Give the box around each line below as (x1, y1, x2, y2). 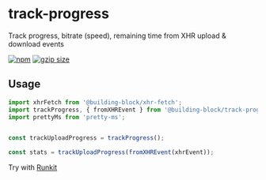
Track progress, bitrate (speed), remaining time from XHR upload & (8, 31, 227, 40)
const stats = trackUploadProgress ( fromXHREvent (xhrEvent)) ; (8, 148, 215, 156)
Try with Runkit (8, 163, 58, 172)
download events (8, 39, 65, 48)
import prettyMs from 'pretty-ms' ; (8, 113, 126, 121)
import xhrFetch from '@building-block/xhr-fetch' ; (8, 98, 182, 107)
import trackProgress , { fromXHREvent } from (8, 106, 161, 114)
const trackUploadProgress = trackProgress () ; (8, 134, 165, 142)
